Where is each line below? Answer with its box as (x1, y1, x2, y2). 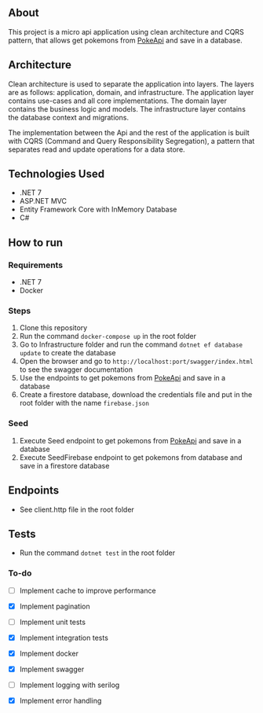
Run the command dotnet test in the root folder (19, 548, 175, 557)
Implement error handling (19, 696, 102, 706)
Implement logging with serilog (19, 680, 120, 690)
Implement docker (19, 649, 79, 658)
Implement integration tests (19, 633, 108, 642)
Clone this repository (19, 323, 88, 333)
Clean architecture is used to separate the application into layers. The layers (8, 79, 254, 89)
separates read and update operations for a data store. (8, 145, 186, 154)
